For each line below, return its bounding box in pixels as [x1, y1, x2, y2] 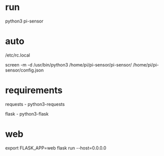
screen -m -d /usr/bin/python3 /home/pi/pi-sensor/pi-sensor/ [5, 61, 132, 67]
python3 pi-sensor [5, 18, 43, 24]
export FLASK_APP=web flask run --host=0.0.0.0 [5, 144, 106, 151]
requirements [5, 84, 62, 96]
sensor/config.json [5, 67, 44, 73]
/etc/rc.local [5, 52, 30, 58]
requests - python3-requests [5, 101, 65, 107]
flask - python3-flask [5, 110, 49, 116]
